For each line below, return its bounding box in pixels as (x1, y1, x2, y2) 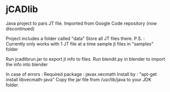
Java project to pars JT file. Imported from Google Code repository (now (6, 20, 157, 26)
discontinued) (6, 25, 35, 31)
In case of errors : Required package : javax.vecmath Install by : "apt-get (6, 71, 157, 77)
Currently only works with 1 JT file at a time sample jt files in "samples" (6, 40, 154, 47)
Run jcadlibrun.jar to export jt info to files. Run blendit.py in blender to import (6, 56, 165, 62)
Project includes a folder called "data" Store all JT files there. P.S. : (6, 35, 145, 41)
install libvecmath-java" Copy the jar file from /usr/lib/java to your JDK (6, 76, 152, 82)
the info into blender (6, 61, 48, 67)
